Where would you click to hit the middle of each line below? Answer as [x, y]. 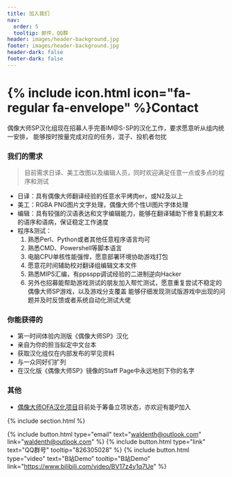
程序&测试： [34, 230]
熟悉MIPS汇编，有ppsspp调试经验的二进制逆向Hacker [105, 274]
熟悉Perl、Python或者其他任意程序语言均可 [89, 239]
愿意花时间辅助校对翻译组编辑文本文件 [82, 265]
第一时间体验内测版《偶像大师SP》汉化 [73, 336]
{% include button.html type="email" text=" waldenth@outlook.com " [105, 434]
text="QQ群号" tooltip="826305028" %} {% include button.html [98, 450]
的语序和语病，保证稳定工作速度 [63, 222]
